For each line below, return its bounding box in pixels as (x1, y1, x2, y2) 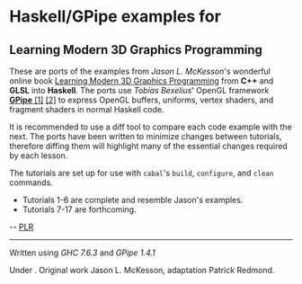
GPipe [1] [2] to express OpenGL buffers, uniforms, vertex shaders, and (9, 94, 274, 105)
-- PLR (9, 222, 34, 232)
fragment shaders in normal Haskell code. (9, 104, 164, 114)
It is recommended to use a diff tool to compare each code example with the (9, 121, 292, 132)
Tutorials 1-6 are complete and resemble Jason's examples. (22, 195, 244, 205)
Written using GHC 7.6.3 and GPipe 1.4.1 (9, 247, 155, 258)
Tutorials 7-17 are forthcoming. (22, 204, 137, 215)
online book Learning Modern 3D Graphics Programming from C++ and (9, 75, 274, 86)
